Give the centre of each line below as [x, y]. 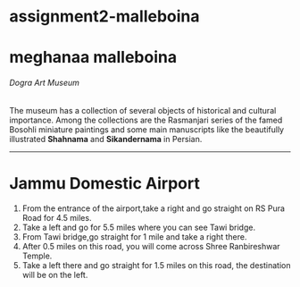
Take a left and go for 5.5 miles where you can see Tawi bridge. [139, 227]
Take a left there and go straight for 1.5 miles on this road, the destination [156, 265]
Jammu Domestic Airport [105, 183]
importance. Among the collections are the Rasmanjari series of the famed [146, 120]
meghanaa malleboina [93, 58]
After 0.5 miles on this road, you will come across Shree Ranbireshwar [151, 246]
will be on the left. [55, 274]
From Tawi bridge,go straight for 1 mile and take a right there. [134, 236]
